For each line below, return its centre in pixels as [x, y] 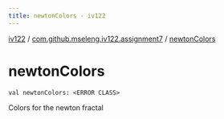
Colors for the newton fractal [56, 107]
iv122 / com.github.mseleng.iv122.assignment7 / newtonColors [112, 39]
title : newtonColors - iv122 [57, 16]
